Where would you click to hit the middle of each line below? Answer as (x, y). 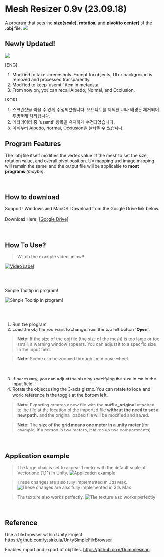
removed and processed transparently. (51, 79)
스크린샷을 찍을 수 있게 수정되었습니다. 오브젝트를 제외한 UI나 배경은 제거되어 (85, 109)
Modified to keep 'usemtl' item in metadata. (56, 85)
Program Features (33, 144)
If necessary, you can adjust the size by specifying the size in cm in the (84, 379)
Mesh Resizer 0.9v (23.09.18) (66, 9)
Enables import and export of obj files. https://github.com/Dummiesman (78, 549)
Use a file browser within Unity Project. (45, 534)
